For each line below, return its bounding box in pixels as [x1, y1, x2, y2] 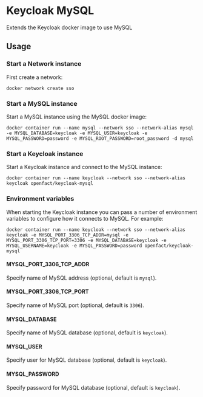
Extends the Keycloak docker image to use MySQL [6, 24, 133, 31]
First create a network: [6, 74, 63, 81]
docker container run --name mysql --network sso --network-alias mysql [6, 125, 194, 131]
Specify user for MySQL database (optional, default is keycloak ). [6, 356, 167, 364]
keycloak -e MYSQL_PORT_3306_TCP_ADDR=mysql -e [6, 232, 129, 238]
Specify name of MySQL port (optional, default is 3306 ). [6, 302, 144, 309]
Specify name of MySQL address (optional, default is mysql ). [6, 274, 157, 281]
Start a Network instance [6, 60, 82, 68]
